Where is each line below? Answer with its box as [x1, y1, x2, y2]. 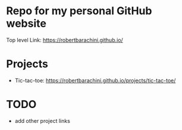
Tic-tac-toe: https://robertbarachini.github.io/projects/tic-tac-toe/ [14, 77, 176, 84]
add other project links [14, 117, 70, 124]
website [6, 17, 46, 30]
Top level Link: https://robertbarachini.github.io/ [6, 36, 123, 43]
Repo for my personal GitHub [6, 4, 152, 18]
